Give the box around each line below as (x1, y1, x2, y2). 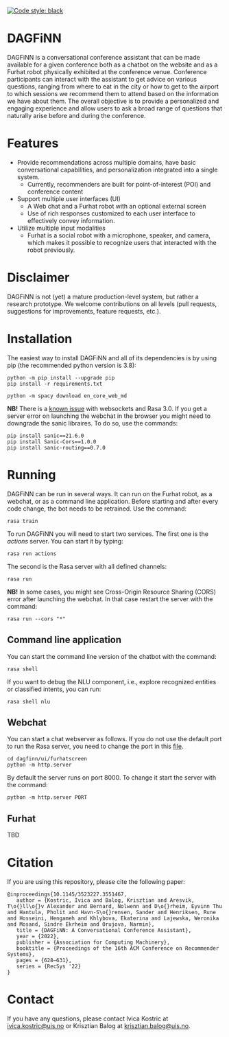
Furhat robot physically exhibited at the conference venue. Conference (7, 67, 207, 75)
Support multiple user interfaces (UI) (16, 194, 121, 202)
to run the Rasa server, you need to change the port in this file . (7, 742, 184, 751)
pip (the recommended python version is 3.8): (7, 361, 137, 369)
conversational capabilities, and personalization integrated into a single (16, 165, 218, 174)
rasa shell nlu (7, 698, 51, 705)
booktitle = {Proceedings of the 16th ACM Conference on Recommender (16, 945, 219, 952)
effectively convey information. (27, 216, 115, 224)
